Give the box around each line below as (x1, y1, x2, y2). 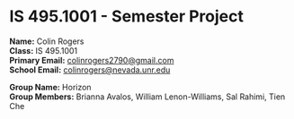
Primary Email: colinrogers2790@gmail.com (9, 55, 174, 65)
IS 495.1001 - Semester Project (9, 6, 245, 27)
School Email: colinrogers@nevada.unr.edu (9, 64, 171, 75)
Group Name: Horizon (9, 81, 92, 92)
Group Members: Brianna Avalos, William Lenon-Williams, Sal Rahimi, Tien (9, 91, 286, 102)
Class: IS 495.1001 (9, 45, 78, 55)
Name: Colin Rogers (9, 36, 85, 47)
